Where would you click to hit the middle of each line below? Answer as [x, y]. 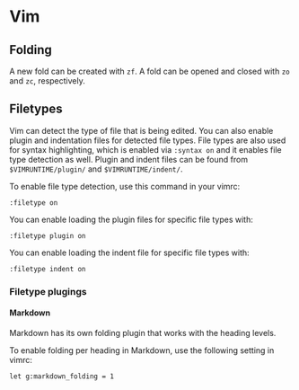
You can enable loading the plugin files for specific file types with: [131, 219]
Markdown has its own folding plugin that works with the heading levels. [143, 332]
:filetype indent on [48, 269]
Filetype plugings [48, 291]
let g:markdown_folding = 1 [62, 376]
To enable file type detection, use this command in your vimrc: [125, 186]
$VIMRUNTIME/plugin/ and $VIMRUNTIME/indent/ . [96, 169]
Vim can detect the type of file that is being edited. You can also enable [141, 130]
